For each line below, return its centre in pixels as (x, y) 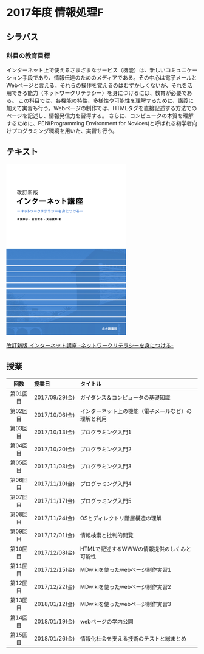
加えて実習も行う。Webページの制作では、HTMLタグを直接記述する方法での (102, 108)
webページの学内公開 (107, 621)
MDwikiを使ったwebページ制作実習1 (126, 569)
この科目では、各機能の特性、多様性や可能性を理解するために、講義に (106, 100)
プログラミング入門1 (106, 432)
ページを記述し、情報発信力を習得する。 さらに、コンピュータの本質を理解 (100, 116)
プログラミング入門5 (106, 501)
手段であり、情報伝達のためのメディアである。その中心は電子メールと (110, 77)
